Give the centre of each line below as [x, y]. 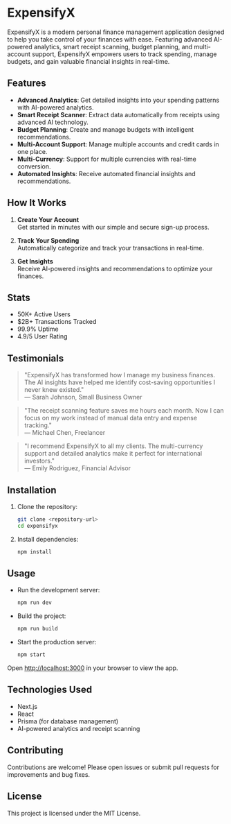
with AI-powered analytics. [56, 107]
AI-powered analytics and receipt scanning [78, 728]
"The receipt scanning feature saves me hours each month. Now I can [124, 411]
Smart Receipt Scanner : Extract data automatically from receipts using [118, 114]
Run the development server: [58, 590]
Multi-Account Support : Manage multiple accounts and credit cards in [118, 144]
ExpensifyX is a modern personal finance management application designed [116, 32]
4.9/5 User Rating [42, 336]
